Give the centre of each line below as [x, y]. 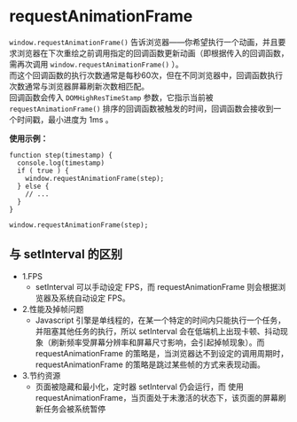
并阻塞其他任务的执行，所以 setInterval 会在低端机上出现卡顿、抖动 [158, 331]
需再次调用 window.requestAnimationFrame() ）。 [96, 64]
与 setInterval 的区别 [66, 254]
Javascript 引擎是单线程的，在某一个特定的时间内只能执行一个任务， [160, 320]
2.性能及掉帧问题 [53, 309]
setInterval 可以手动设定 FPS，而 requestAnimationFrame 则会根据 [156, 286]
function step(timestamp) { [61, 155]
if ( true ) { [43, 170]
